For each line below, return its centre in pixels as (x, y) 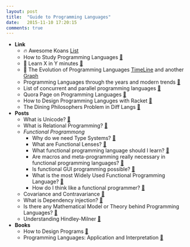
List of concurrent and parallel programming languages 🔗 (92, 88)
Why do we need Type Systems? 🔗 (74, 138)
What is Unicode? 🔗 (47, 119)
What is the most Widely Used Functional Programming (99, 176)
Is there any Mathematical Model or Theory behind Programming (101, 207)
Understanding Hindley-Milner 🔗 (62, 219)
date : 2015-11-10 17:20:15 (42, 22)
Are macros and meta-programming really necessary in (99, 157)
